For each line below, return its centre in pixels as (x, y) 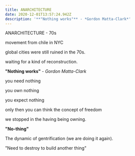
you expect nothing (25, 100)
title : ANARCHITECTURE (28, 10)
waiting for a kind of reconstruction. (41, 62)
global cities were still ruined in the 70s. (45, 52)
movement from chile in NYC (34, 43)
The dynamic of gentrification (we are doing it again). (59, 139)
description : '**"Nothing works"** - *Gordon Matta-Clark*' (68, 19)
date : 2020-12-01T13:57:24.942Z (38, 14)
